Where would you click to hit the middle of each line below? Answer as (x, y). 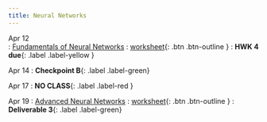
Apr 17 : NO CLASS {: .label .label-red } (71, 86)
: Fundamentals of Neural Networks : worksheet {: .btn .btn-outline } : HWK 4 (133, 46)
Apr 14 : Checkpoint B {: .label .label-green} (79, 70)
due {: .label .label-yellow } (52, 55)
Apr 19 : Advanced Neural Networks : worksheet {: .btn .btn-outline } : (121, 101)
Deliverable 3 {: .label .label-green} (65, 109)
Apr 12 (19, 38)
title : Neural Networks (48, 15)
